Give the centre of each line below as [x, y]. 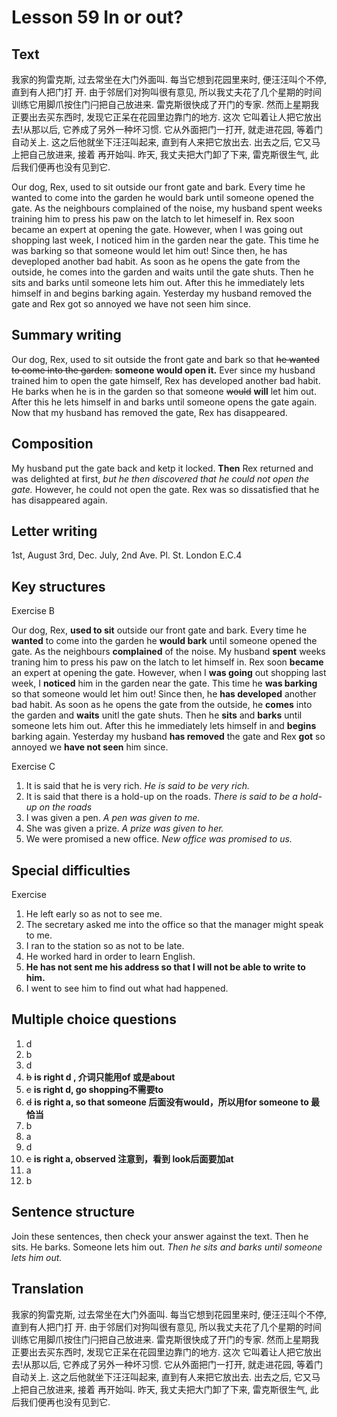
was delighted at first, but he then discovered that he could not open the [160, 478]
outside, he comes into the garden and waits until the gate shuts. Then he [162, 272]
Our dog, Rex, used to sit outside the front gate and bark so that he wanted [165, 359]
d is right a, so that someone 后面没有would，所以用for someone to [167, 1102]
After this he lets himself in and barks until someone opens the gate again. [164, 402]
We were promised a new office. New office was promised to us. [159, 839]
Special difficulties [71, 870]
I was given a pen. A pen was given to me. [113, 818]
